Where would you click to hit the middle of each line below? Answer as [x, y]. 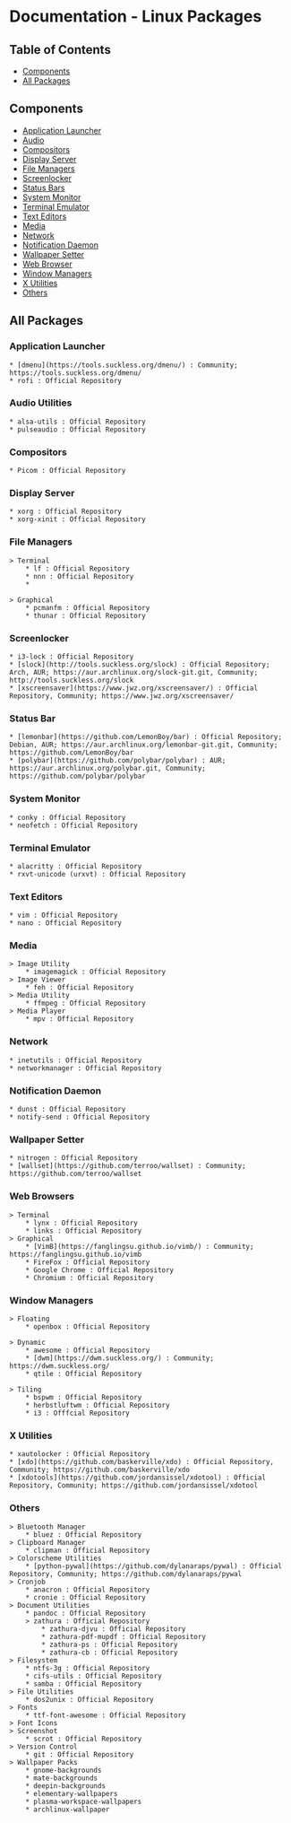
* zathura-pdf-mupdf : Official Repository [124, 1636]
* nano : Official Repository [66, 923]
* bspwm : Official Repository [84, 1397]
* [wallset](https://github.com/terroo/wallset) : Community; [128, 1166]
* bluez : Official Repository [84, 1535]
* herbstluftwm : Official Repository [98, 1405]
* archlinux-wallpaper [68, 1810]
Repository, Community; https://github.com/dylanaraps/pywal [126, 1574]
